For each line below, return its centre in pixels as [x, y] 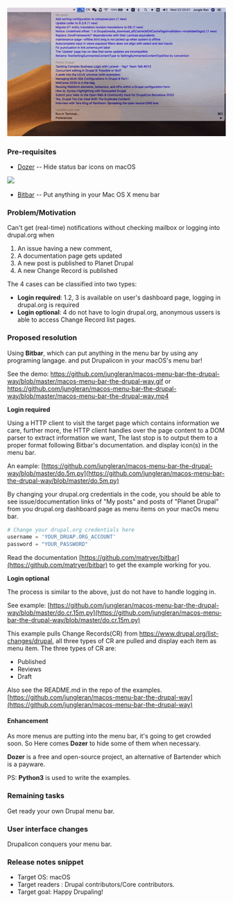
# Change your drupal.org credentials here [71, 530]
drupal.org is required [48, 305]
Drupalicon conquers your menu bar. [60, 844]
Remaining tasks [36, 796]
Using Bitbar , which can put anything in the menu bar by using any [103, 353]
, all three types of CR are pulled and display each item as [134, 641]
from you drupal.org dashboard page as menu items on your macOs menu [113, 508]
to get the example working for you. [160, 565]
